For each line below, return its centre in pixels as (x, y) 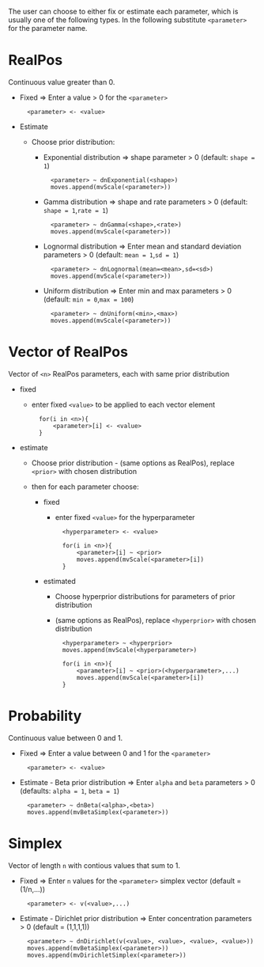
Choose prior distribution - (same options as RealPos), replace (133, 463)
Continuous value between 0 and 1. (66, 738)
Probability (45, 716)
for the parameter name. (48, 28)
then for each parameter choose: (85, 487)
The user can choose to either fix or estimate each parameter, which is (123, 11)
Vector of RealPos (68, 352)
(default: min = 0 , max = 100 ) (89, 299)
